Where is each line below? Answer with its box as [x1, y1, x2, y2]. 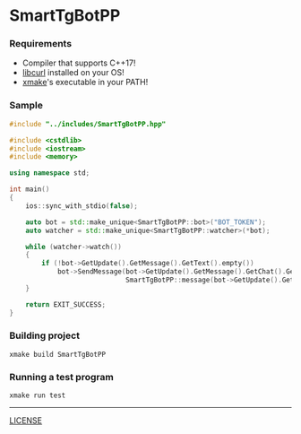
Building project [9, 329, 81, 342]
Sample [9, 100, 43, 112]
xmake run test [9, 391, 66, 400]
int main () [9, 185, 50, 194]
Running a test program [9, 370, 114, 383]
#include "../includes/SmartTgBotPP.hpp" [9, 119, 167, 128]
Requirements [9, 38, 73, 50]
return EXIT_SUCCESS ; [25, 299, 106, 309]
